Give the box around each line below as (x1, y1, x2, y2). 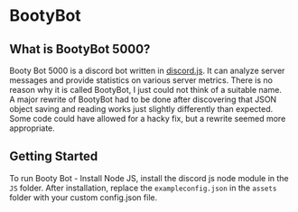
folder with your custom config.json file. (9, 191, 158, 203)
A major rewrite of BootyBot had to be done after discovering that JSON (9, 94, 277, 105)
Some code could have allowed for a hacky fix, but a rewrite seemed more (9, 114, 286, 124)
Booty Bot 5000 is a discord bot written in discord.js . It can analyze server (9, 65, 285, 76)
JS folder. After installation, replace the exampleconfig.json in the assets (9, 182, 277, 193)
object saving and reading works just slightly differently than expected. (9, 104, 274, 114)
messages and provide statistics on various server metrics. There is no (9, 75, 274, 86)
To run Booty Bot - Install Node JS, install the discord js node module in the (9, 172, 289, 183)
